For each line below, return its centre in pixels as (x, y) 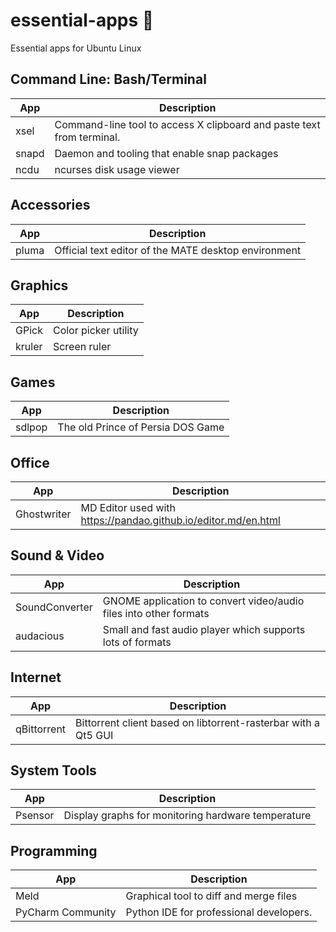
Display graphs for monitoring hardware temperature (187, 816)
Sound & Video (57, 555)
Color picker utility (95, 331)
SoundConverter (54, 607)
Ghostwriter (43, 514)
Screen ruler (82, 347)
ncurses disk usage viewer (117, 169)
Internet (36, 677)
